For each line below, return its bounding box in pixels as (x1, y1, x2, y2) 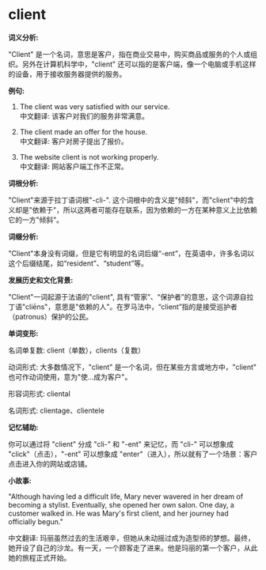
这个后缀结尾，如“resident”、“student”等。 (8, 259, 149, 268)
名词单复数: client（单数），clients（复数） (8, 345, 145, 355)
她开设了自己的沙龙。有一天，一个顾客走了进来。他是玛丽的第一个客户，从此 (8, 543, 258, 553)
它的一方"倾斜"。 (8, 215, 64, 225)
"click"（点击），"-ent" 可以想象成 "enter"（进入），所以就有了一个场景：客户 (8, 449, 258, 459)
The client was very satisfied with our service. (19, 101, 170, 111)
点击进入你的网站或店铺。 (8, 459, 92, 468)
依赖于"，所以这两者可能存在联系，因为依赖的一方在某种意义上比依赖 (32, 205, 258, 214)
